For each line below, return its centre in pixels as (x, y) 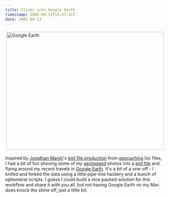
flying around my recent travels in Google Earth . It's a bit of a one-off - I (79, 169)
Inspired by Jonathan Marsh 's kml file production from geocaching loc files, (84, 158)
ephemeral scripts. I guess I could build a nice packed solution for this (78, 179)
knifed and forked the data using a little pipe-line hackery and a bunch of (81, 174)
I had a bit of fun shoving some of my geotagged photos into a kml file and (82, 163)
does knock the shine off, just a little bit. (47, 190)
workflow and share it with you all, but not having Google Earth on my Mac (82, 185)
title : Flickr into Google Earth (40, 10)
